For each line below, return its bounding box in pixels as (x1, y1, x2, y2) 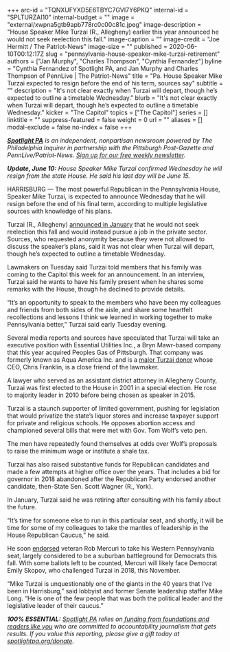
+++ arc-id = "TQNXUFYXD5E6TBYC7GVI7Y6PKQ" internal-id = (7, 6, 189, 14)
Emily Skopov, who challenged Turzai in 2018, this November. (7, 567, 181, 574)
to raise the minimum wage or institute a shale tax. (7, 447, 150, 455)
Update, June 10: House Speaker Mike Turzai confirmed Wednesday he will (7, 165, 222, 172)
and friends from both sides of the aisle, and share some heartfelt (7, 306, 193, 314)
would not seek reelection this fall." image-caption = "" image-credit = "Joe (7, 35, 220, 43)
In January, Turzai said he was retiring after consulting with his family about (7, 496, 221, 504)
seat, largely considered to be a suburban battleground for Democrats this (7, 551, 218, 560)
